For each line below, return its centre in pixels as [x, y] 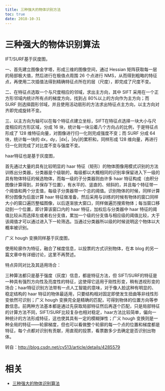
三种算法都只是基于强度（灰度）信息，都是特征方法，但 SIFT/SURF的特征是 [81, 276]
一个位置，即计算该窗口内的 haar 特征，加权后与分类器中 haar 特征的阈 [85, 209]
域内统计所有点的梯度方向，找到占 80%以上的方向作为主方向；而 [84, 98]
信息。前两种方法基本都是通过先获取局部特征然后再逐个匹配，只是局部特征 [84, 306]
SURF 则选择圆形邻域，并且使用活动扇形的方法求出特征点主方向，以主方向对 [82, 104]
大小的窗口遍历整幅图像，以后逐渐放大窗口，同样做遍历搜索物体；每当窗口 [80, 203]
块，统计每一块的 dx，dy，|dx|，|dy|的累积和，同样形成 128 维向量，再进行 [82, 139]
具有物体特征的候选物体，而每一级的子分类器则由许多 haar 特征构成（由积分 [82, 179]
